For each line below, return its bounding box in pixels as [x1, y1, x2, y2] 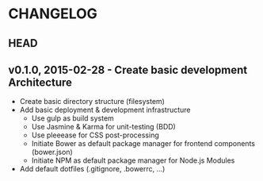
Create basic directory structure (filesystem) [19, 97, 165, 106]
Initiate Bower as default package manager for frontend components [31, 139, 256, 148]
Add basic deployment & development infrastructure [19, 105, 192, 115]
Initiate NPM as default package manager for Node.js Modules [31, 156, 235, 165]
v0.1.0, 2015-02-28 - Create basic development [8, 63, 248, 76]
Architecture [8, 75, 73, 89]
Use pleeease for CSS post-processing [31, 130, 160, 140]
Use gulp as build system [31, 114, 115, 123]
